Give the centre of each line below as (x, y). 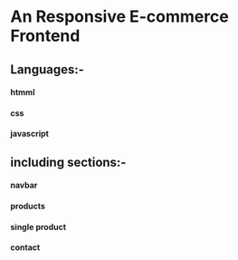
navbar (24, 185)
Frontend (45, 36)
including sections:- (68, 162)
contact (25, 247)
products (28, 206)
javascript (29, 134)
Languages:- (48, 69)
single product (38, 226)
